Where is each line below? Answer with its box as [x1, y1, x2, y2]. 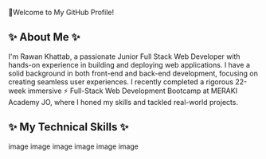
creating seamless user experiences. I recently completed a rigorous [8, 76, 233, 87]
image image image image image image [8, 142, 139, 151]
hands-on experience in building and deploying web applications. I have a [8, 60, 251, 69]
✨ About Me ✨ [8, 30, 81, 44]
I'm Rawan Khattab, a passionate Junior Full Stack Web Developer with [8, 52, 241, 61]
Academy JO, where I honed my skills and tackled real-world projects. [8, 97, 239, 107]
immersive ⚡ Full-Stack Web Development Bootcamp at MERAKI [27, 86, 237, 95]
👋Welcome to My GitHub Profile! [8, 8, 115, 17]
